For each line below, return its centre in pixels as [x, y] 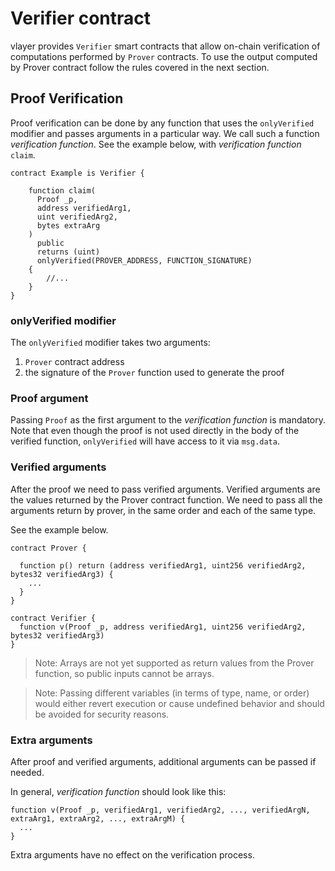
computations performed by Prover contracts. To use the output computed [164, 56]
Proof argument [49, 398]
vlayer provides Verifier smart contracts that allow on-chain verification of [165, 46]
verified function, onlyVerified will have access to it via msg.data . [145, 441]
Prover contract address [74, 362]
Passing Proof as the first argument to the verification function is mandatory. [168, 420]
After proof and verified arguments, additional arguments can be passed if [163, 761]
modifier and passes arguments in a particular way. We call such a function [165, 133]
